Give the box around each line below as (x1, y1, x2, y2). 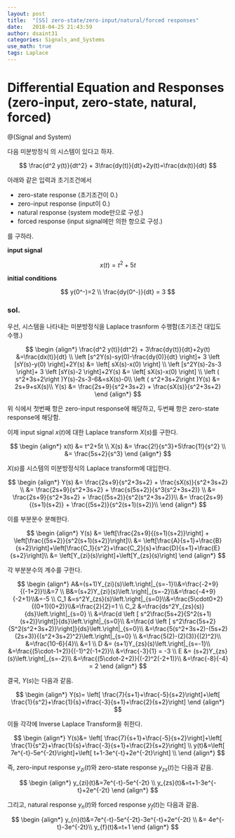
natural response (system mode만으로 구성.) (17, 208, 144, 216)
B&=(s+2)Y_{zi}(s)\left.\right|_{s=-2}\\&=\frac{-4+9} (65, 587, 216, 595)
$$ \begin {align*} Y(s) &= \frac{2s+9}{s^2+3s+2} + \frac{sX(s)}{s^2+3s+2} (8, 478, 228, 486)
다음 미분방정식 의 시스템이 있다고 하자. (7, 147, 114, 155)
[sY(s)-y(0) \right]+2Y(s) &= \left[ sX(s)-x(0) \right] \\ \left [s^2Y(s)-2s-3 (13, 359, 222, 368)
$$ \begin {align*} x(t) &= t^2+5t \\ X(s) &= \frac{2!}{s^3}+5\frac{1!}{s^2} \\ (9, 441, 227, 450)
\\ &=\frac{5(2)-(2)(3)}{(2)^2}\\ (133, 632, 222, 640)
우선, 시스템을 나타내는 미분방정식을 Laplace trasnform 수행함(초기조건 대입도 (7, 322, 222, 331)
